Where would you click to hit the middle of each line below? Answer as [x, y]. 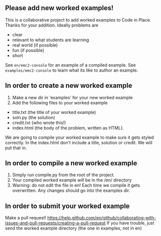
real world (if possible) [35, 45]
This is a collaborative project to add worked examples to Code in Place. [78, 20]
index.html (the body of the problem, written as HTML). [68, 128]
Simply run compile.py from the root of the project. [64, 175]
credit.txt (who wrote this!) [39, 123]
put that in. [16, 148]
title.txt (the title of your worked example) [54, 112]
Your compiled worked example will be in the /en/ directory [72, 180]
